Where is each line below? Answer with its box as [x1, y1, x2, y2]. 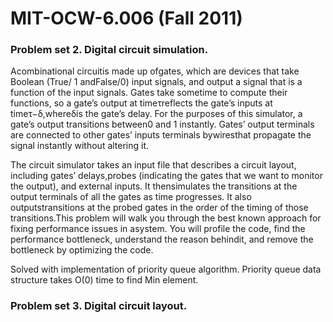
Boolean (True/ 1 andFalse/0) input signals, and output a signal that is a [10, 76, 303, 88]
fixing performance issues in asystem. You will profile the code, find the [10, 223, 306, 235]
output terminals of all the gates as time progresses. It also [10, 191, 252, 203]
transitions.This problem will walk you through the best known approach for [10, 212, 322, 224]
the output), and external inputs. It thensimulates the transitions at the [10, 180, 298, 192]
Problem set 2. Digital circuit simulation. [10, 43, 209, 57]
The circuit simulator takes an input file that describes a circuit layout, [10, 159, 297, 171]
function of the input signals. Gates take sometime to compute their [10, 87, 288, 99]
